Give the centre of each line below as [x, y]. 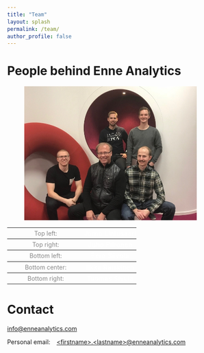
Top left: [46, 233]
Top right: [46, 244]
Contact [30, 310]
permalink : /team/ [33, 29]
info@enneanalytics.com [42, 328]
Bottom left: [46, 256]
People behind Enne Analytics [94, 71]
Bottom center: [46, 267]
